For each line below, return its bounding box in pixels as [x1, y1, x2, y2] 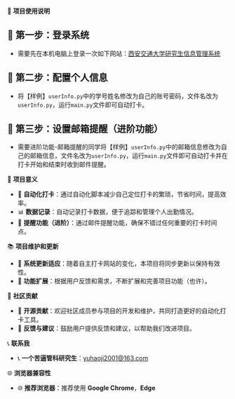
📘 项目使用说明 [7, 7, 51, 15]
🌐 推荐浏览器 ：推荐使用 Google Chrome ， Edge [17, 384, 156, 392]
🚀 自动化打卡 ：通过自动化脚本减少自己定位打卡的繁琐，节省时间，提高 [17, 190, 220, 198]
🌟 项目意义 [7, 175, 39, 184]
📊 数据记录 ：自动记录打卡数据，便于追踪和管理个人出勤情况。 [17, 208, 198, 216]
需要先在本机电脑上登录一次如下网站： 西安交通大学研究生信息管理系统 [17, 49, 221, 58]
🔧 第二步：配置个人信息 [7, 72, 108, 83]
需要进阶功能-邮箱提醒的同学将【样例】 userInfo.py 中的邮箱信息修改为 [17, 143, 221, 151]
